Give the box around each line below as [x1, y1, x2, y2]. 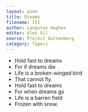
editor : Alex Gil [6, 30, 48, 36]
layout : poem [6, 8, 38, 15]
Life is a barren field [14, 94, 63, 101]
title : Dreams [6, 14, 41, 20]
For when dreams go [14, 88, 65, 95]
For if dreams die [14, 63, 56, 70]
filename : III [6, 19, 41, 25]
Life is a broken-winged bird [14, 69, 83, 76]
